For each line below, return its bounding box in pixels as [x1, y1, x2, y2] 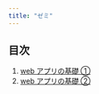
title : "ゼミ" [8, 11, 54, 20]
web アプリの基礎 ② [19, 76, 91, 86]
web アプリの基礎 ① [19, 66, 91, 76]
